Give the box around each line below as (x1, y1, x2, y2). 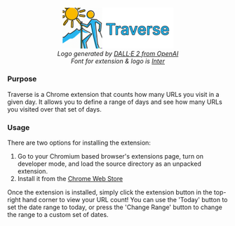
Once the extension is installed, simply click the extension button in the (7, 188, 213, 197)
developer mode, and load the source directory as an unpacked (17, 159, 201, 168)
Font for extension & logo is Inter (70, 57, 166, 65)
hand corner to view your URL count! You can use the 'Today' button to (22, 196, 228, 204)
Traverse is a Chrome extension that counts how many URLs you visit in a (7, 90, 220, 98)
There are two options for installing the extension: (7, 138, 151, 147)
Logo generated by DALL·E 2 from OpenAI (57, 49, 179, 58)
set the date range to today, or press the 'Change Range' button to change (7, 203, 222, 211)
